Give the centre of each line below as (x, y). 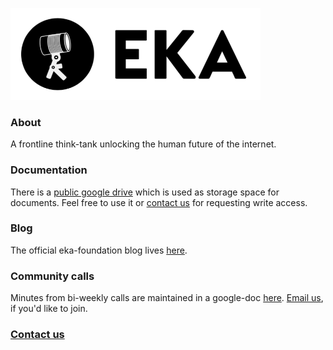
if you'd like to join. (49, 309)
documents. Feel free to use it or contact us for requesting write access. (159, 202)
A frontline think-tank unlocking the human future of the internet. (143, 144)
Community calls (52, 276)
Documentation (49, 170)
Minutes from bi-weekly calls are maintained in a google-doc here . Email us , (167, 298)
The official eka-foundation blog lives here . (99, 250)
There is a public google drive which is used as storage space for (145, 192)
